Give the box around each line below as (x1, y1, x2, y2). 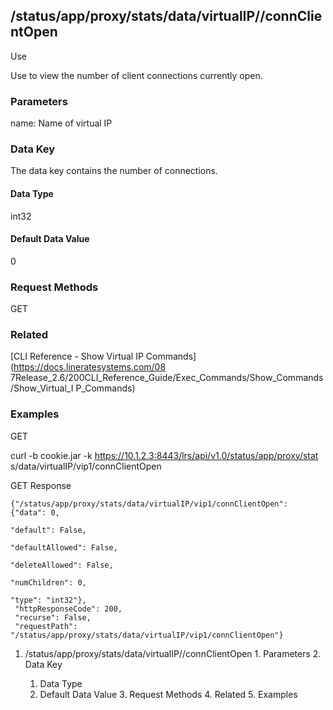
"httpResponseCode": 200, (14, 604, 123, 614)
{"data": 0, (10, 507, 60, 518)
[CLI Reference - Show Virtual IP (10, 350, 144, 363)
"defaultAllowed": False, (10, 542, 118, 553)
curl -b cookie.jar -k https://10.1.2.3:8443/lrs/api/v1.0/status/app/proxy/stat (10, 449, 319, 461)
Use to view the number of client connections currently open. (10, 69, 263, 81)
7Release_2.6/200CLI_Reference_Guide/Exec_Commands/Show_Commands (10, 372, 324, 384)
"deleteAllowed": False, (10, 560, 114, 570)
